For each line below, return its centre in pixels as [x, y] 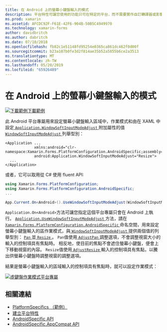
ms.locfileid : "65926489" [32, 70]
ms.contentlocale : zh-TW [31, 61]
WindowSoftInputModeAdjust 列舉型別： [44, 133]
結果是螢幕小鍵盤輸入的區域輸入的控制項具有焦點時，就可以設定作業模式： [81, 266]
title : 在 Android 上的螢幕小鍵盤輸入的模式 [47, 10]
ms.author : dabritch [27, 38]
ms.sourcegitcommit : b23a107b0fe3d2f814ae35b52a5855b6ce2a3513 [72, 51]
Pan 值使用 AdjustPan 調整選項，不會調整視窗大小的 [109, 237]
